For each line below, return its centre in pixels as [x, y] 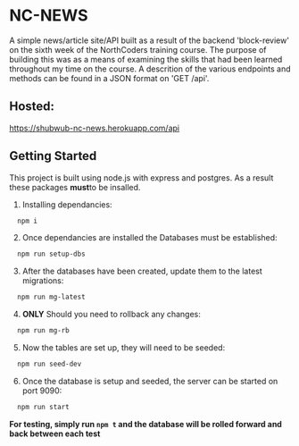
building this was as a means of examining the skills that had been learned [146, 59]
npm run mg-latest [52, 297]
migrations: [43, 281]
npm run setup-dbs [52, 254]
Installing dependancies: [67, 204]
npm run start [43, 407]
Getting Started [53, 156]
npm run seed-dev [50, 364]
